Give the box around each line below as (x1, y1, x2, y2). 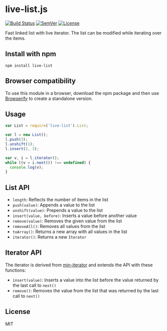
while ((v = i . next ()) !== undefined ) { (5, 160, 91, 165)
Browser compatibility (5, 77, 76, 85)
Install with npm (5, 50, 56, 58)
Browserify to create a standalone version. (5, 95, 93, 101)
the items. (5, 35, 26, 41)
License (5, 307, 31, 316)
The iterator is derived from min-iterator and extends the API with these (5, 262, 153, 268)
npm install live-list (5, 63, 53, 68)
